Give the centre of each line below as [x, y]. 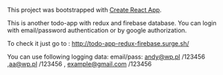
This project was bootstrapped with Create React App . [85, 10]
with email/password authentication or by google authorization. [97, 30]
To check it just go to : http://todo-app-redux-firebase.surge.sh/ [98, 43]
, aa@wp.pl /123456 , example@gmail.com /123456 [79, 64]
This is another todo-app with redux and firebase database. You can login [112, 23]
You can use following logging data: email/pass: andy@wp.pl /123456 [106, 57]
